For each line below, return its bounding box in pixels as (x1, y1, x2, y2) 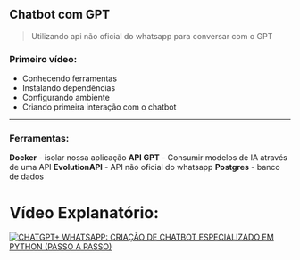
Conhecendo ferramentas (21, 73, 118, 84)
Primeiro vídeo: (9, 53, 78, 65)
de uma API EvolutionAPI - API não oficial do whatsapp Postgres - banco (9, 162, 280, 173)
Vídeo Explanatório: (9, 202, 159, 223)
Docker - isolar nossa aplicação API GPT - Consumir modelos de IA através (9, 152, 288, 163)
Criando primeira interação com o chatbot (21, 102, 177, 112)
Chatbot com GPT (9, 7, 111, 22)
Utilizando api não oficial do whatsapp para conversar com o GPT (30, 30, 273, 41)
